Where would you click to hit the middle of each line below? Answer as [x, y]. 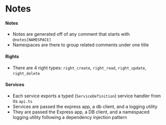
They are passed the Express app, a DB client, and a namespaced [81, 112]
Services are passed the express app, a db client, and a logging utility [85, 106]
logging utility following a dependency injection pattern [70, 117]
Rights [12, 56]
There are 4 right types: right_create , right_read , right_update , [79, 68]
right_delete [26, 74]
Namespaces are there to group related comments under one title [80, 45]
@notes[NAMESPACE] [32, 40]
